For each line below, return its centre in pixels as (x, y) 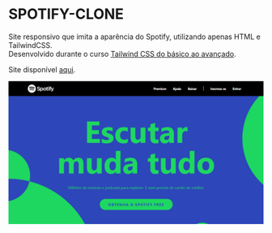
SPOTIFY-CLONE (66, 14)
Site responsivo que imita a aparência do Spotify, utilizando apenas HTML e (134, 37)
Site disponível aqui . (42, 69)
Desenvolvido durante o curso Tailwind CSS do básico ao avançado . (122, 54)
